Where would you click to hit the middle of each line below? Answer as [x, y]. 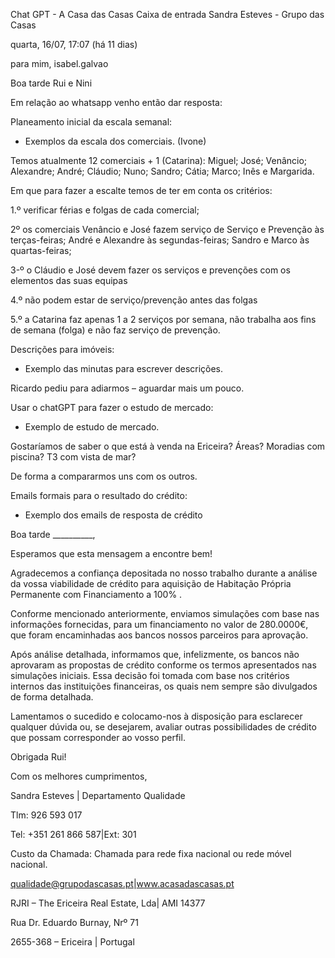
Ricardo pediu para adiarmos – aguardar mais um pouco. [127, 388]
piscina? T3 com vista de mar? [73, 457]
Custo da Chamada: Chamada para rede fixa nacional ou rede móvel [151, 853]
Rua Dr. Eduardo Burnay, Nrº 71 [74, 922]
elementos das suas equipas [69, 280]
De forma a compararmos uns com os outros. [104, 476]
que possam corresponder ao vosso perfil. [98, 737]
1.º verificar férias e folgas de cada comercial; [105, 210]
